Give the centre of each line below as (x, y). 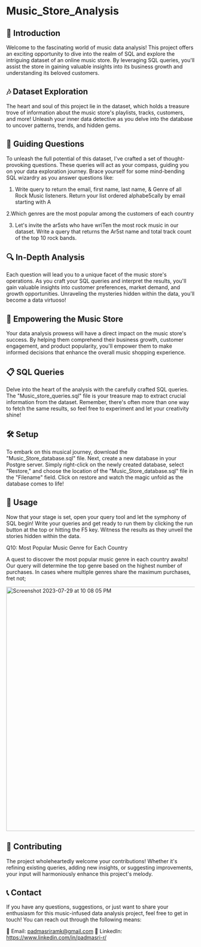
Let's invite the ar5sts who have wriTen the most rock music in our (97, 225)
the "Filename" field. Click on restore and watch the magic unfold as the (95, 477)
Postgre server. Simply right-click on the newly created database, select (95, 465)
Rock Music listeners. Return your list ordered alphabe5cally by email (100, 195)
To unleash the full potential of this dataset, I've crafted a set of (84, 158)
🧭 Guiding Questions (45, 144)
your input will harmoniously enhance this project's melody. (80, 874)
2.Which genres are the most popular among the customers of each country (100, 213)
